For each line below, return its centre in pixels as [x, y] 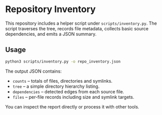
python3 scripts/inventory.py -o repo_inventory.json [63, 62]
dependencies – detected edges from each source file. [68, 91]
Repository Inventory [50, 9]
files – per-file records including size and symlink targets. [73, 97]
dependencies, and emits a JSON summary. [51, 34]
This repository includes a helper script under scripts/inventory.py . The [81, 23]
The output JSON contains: [34, 71]
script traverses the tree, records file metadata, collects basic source [77, 28]
